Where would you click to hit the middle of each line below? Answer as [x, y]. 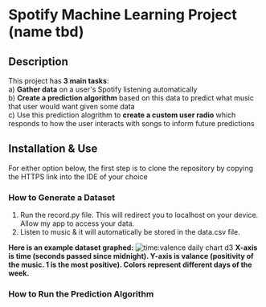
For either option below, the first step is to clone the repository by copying [131, 168]
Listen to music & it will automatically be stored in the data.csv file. [130, 232]
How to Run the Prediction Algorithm [81, 294]
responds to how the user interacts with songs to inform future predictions [131, 123]
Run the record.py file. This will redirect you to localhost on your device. [139, 215]
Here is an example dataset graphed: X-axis [133, 248]
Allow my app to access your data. [77, 223]
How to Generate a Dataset [62, 197]
